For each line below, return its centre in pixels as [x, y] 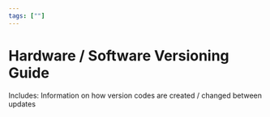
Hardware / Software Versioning [119, 55]
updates [22, 104]
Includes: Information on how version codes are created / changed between [135, 95]
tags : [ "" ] [27, 16]
